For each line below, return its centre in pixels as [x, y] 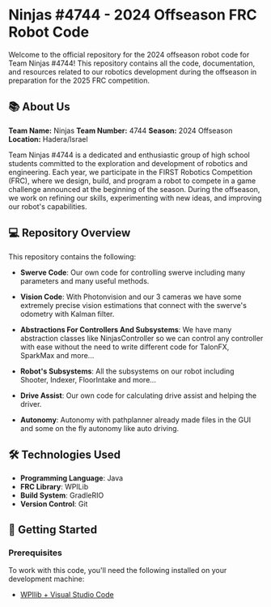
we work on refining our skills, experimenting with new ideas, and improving [135, 198]
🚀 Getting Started [53, 530]
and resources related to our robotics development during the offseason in [133, 71]
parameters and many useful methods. [85, 280]
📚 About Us [39, 107]
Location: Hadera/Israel [48, 139]
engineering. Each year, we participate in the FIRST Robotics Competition [131, 172]
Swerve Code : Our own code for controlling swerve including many [132, 272]
